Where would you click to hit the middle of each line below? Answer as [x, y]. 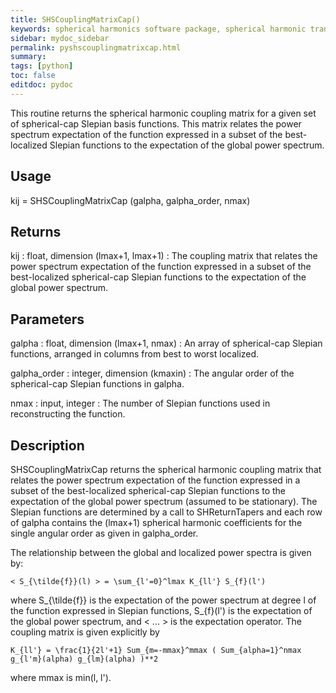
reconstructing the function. [68, 414]
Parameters [47, 319]
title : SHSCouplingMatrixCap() [75, 19]
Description [47, 445]
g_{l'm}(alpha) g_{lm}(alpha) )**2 [84, 659]
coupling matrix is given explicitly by [85, 632]
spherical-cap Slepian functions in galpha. [97, 384]
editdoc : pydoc [42, 85]
